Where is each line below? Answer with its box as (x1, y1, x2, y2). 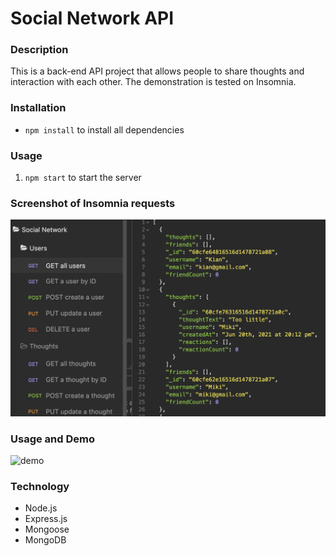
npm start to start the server (24, 172, 142, 184)
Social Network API (10, 7, 175, 30)
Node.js (24, 502, 58, 514)
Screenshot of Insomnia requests (10, 197, 176, 210)
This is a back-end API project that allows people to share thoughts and (10, 65, 305, 77)
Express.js (24, 513, 68, 525)
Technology (10, 480, 70, 494)
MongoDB (24, 534, 67, 546)
